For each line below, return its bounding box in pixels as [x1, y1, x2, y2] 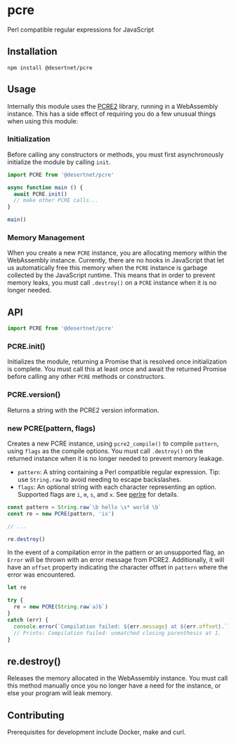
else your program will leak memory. [7, 689, 113, 697]
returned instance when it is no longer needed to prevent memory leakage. [7, 454, 224, 462]
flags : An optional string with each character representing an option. [17, 483, 217, 491]
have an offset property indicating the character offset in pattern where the [7, 563, 228, 572]
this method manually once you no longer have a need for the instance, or [7, 681, 221, 690]
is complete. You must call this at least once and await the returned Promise [7, 365, 227, 373]
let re [7, 584, 27, 591]
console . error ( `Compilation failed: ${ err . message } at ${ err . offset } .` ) [13, 623, 231, 630]
